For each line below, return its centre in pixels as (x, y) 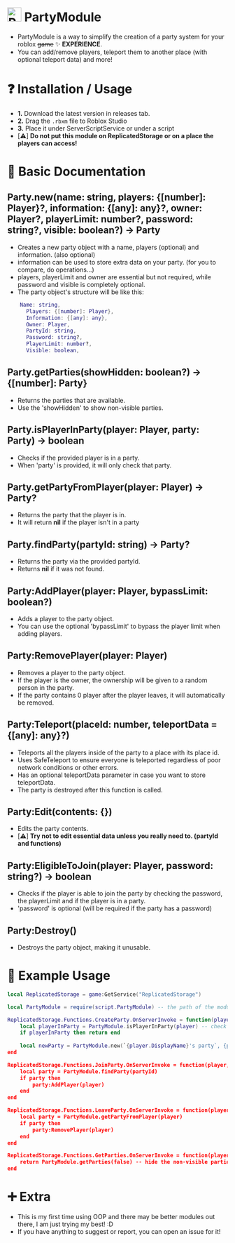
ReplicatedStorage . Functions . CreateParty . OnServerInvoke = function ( (111, 1020)
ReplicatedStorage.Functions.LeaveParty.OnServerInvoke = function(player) (120, 1110)
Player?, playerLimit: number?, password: (100, 219)
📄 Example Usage (59, 976)
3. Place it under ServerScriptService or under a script (96, 128)
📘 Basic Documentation (77, 172)
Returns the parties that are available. (71, 400)
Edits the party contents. (53, 829)
